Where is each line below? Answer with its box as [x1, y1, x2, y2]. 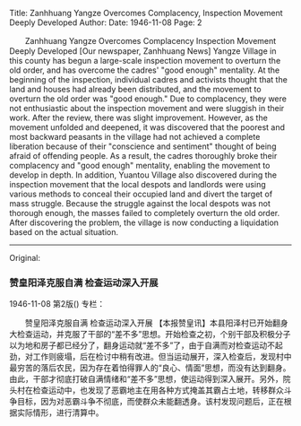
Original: [9, 253, 41, 263]
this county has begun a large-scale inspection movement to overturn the [9, 56, 281, 65]
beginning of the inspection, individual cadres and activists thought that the [9, 74, 288, 84]
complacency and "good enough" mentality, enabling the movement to [9, 161, 271, 170]
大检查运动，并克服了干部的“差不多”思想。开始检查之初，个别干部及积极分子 [9, 329, 291, 340]
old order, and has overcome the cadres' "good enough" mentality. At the [9, 65, 280, 75]
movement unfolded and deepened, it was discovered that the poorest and [9, 122, 285, 133]
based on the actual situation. [9, 227, 119, 237]
